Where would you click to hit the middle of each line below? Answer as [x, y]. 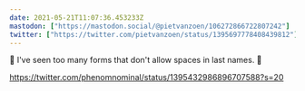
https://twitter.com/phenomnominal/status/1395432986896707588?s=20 [147, 77]
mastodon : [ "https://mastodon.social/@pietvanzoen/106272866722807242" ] [150, 26]
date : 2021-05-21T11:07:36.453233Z [77, 18]
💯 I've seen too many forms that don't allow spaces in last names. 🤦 [136, 60]
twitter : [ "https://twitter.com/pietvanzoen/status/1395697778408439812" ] [154, 34]
